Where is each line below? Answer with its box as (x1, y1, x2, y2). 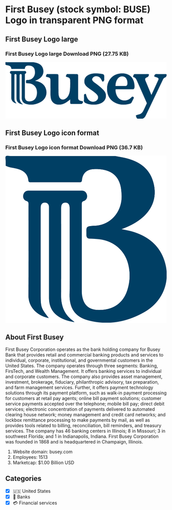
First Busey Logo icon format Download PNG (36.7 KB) (5, 144, 143, 151)
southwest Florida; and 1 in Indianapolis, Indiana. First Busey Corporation (5, 433, 159, 439)
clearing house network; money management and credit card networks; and (5, 412, 166, 418)
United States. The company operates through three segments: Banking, (5, 363, 158, 369)
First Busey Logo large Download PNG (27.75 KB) (5, 50, 129, 57)
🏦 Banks (12, 494, 31, 500)
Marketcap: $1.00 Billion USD (12, 459, 75, 466)
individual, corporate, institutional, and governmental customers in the (5, 357, 153, 364)
